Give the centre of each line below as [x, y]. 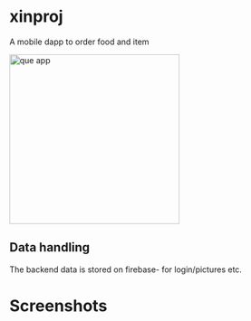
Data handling [50, 247]
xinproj [36, 17]
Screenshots [58, 306]
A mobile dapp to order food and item [79, 42]
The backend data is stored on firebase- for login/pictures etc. [126, 269]
